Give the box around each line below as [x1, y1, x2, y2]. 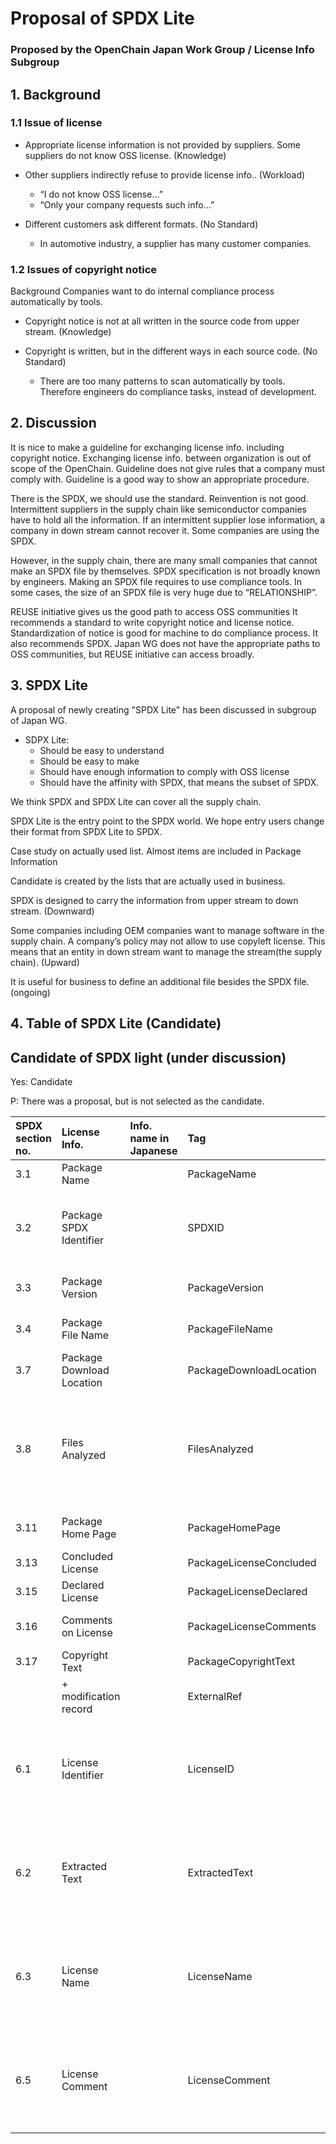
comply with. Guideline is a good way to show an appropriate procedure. [10, 473, 310, 485]
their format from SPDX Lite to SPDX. [10, 825, 163, 837]
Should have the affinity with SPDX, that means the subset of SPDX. [39, 776, 320, 788]
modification [61, 1689, 121, 1703]
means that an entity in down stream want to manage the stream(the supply [10, 945, 323, 957]
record [61, 1702, 93, 1716]
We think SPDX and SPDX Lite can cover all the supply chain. [10, 795, 262, 807]
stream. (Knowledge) [24, 326, 112, 338]
